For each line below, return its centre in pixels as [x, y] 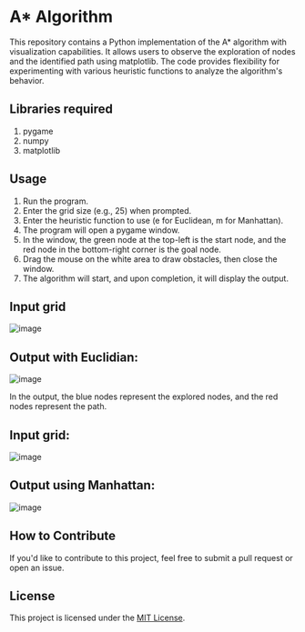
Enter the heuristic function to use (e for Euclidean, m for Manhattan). [153, 220]
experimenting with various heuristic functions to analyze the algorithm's [146, 71]
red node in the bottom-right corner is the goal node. [122, 249]
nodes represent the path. [58, 406]
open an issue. [37, 567]
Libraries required [61, 110]
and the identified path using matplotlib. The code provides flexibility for [145, 61]
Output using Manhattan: [82, 485]
